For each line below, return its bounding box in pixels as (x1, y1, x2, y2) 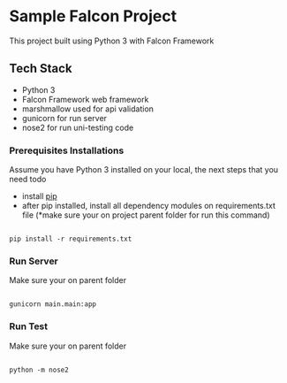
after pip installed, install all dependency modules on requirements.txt (21, 201, 276, 211)
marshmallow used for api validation (21, 103, 155, 114)
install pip (21, 191, 57, 202)
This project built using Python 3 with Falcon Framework (9, 35, 215, 46)
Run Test (9, 320, 49, 333)
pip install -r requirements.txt (9, 234, 132, 244)
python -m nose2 (9, 365, 69, 374)
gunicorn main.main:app (9, 300, 97, 309)
